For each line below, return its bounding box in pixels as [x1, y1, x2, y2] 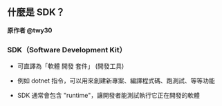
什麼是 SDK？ [7, 6, 65, 19]
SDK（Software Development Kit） [7, 45, 127, 54]
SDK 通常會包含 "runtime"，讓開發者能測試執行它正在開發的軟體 [17, 92, 201, 100]
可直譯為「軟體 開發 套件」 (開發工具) [17, 62, 124, 70]
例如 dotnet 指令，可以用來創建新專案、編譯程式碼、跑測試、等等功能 [17, 76, 216, 85]
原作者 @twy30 [7, 26, 53, 34]
